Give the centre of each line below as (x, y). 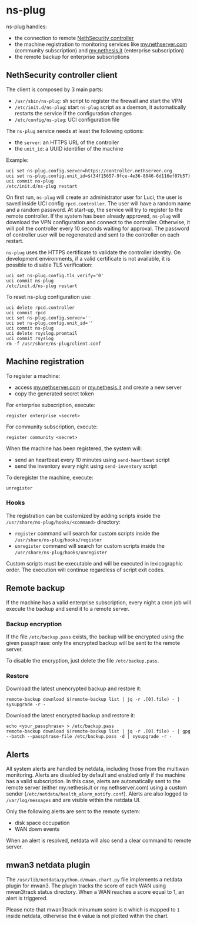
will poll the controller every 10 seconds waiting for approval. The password (98, 228)
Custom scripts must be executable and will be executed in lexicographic (95, 563)
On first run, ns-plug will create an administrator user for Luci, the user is (94, 197)
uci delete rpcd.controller (41, 307)
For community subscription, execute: (52, 427)
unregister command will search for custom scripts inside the (90, 545)
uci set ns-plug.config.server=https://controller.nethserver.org (89, 171)
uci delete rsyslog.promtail (42, 333)
